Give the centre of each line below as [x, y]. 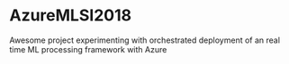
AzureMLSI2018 [71, 16]
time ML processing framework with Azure [88, 49]
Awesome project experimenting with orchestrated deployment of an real [145, 40]
